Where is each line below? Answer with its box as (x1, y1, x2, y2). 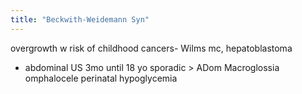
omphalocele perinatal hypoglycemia (24, 72, 178, 84)
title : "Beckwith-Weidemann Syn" (10, 14, 150, 25)
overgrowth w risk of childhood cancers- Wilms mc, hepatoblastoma (10, 42, 293, 54)
